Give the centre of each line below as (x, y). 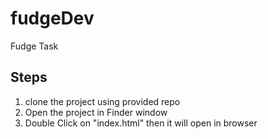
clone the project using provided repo (102, 101)
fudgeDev (52, 18)
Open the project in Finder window (96, 112)
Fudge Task (34, 46)
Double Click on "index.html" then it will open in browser (141, 123)
